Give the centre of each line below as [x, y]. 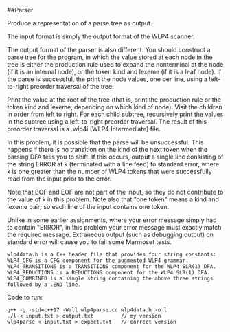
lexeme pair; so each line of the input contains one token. [88, 207]
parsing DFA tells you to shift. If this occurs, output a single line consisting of [115, 157]
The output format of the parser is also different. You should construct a [109, 50]
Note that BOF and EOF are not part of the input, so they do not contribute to [115, 192]
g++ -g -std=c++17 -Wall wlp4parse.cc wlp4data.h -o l [87, 310]
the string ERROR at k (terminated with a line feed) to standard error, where [113, 164]
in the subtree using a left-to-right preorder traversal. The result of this [107, 122]
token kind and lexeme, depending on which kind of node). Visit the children [115, 107]
